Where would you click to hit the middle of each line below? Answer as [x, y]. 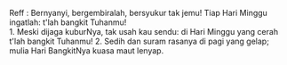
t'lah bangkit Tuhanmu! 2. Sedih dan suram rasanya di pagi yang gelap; [139, 41]
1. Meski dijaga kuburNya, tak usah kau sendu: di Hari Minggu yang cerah [143, 32]
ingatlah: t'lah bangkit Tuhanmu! [68, 22]
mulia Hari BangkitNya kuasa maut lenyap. [87, 51]
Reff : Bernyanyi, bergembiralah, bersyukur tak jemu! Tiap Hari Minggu [139, 13]
